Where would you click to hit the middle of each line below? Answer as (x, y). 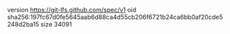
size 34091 (56, 24)
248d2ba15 (23, 24)
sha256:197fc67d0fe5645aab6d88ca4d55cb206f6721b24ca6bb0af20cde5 (115, 17)
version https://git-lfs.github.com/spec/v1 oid (72, 10)
